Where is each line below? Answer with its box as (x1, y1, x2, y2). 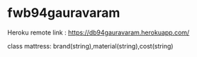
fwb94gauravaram (7, 5, 120, 21)
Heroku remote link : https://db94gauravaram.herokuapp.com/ (7, 28, 190, 37)
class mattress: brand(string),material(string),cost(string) (7, 42, 174, 50)
